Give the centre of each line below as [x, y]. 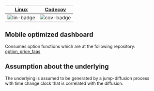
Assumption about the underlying [57, 67]
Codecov [55, 9]
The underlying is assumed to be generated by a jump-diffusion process [77, 78]
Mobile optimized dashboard [49, 35]
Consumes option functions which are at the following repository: [70, 46]
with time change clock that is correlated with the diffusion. [64, 83]
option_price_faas [23, 51]
